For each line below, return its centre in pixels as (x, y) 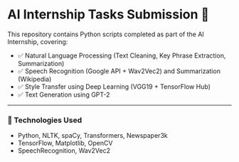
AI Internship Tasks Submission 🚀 (108, 15)
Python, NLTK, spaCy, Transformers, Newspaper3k (93, 136)
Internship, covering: (38, 41)
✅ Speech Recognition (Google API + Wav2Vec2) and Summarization (119, 71)
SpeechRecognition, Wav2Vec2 (64, 151)
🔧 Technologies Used (45, 120)
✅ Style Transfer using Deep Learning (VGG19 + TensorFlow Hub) (114, 86)
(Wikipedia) (34, 79)
